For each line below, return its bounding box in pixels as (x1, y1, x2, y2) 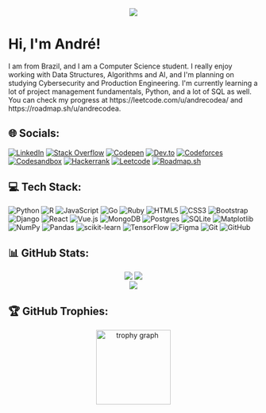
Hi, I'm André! (8, 35, 102, 53)
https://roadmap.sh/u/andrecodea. (8, 103, 121, 113)
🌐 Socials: (8, 127, 60, 140)
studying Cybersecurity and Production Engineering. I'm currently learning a (8, 78, 258, 88)
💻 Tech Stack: (8, 181, 82, 194)
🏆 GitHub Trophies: (8, 304, 109, 318)
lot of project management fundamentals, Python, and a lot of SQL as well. (8, 87, 252, 96)
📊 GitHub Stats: (8, 246, 90, 259)
